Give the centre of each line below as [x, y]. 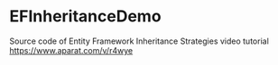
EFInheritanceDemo [85, 16]
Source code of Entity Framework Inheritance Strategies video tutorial [139, 41]
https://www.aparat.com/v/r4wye [71, 50]
